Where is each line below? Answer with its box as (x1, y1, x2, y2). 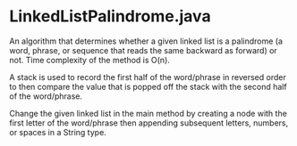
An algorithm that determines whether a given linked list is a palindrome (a (9, 36, 284, 46)
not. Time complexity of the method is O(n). (9, 54, 170, 65)
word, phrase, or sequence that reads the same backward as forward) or (9, 45, 277, 55)
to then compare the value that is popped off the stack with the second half (9, 81, 288, 92)
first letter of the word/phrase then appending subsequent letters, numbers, (9, 118, 289, 128)
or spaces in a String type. (9, 126, 107, 137)
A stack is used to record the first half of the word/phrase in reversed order (9, 71, 286, 82)
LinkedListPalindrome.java (9, 6, 212, 27)
